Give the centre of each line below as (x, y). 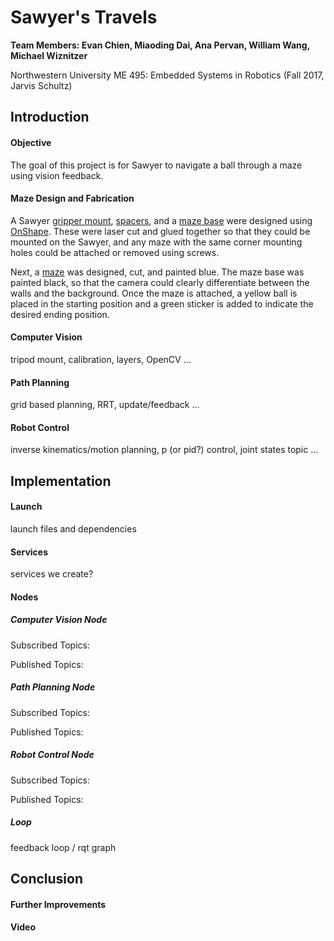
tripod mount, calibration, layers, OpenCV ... (101, 359)
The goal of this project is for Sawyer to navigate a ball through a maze (156, 165)
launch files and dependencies (73, 528)
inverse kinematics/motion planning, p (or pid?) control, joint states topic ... (164, 450)
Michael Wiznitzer (49, 55)
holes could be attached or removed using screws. (115, 252)
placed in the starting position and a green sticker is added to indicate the (162, 303)
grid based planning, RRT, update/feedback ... (105, 405)
